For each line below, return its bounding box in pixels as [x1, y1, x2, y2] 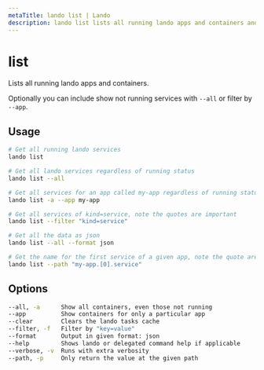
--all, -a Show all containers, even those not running [8, 303, 213, 311]
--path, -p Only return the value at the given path [8, 354, 199, 362]
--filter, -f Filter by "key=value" [8, 325, 135, 333]
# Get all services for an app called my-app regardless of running [8, 189, 237, 196]
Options [8, 282, 49, 295]
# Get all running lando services [8, 146, 122, 154]
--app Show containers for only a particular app [8, 310, 206, 318]
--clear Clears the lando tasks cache [8, 317, 159, 326]
